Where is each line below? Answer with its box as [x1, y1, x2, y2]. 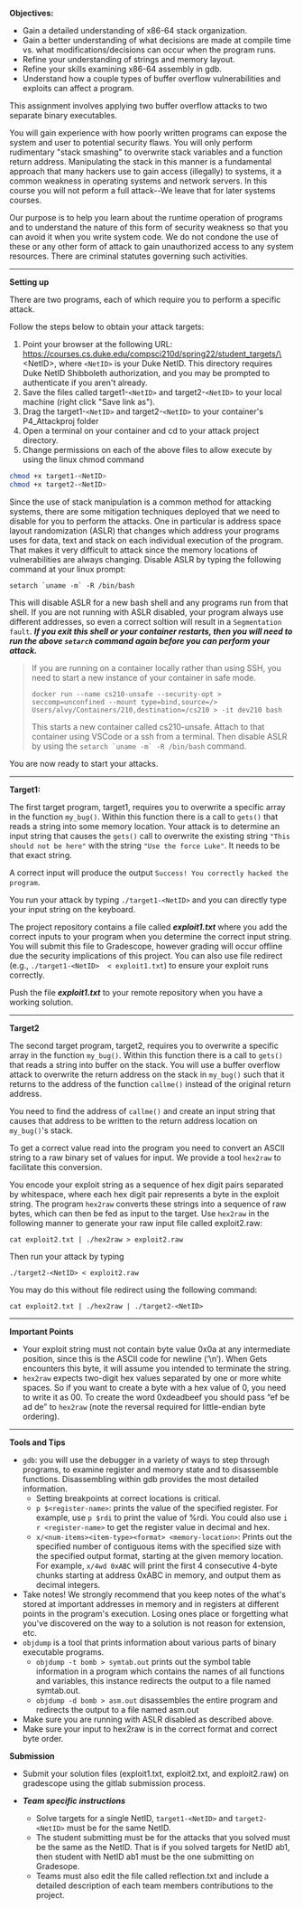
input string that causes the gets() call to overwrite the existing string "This [9, 830, 290, 841]
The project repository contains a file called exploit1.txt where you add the [9, 921, 288, 932]
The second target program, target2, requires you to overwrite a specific [9, 1040, 280, 1051]
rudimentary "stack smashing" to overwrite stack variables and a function [9, 146, 283, 157]
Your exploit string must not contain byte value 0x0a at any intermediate [22, 1343, 291, 1355]
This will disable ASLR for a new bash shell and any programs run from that [9, 597, 289, 608]
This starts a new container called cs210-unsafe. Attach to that [31, 721, 265, 732]
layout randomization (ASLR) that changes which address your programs [9, 525, 280, 536]
